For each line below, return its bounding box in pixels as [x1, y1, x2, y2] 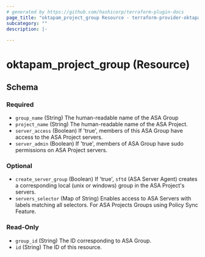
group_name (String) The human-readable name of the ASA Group [15, 114, 179, 121]
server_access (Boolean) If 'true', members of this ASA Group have [15, 127, 183, 134]
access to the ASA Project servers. [15, 133, 103, 141]
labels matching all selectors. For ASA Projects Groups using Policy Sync [15, 202, 198, 209]
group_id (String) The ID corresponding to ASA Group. [15, 237, 151, 244]
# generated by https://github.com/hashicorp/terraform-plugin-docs [6, 9, 184, 15]
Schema [6, 82, 38, 92]
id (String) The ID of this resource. [15, 243, 103, 250]
